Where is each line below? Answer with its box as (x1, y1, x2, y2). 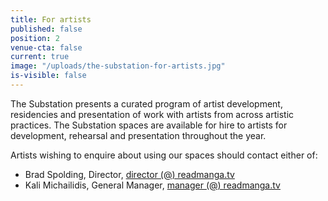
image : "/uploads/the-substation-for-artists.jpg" (10, 61, 226, 71)
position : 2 (10, 33, 60, 43)
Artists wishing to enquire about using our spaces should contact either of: (10, 149, 318, 161)
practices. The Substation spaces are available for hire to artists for (10, 119, 288, 131)
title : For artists (10, 14, 92, 25)
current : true (10, 52, 70, 62)
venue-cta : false (10, 42, 83, 53)
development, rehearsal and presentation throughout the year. (10, 129, 267, 141)
